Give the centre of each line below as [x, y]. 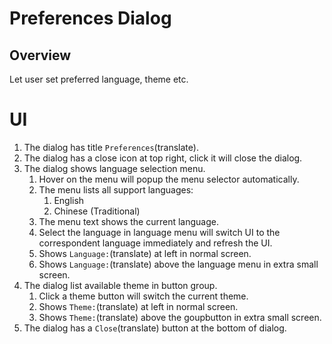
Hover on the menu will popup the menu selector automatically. [169, 179]
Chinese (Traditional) [97, 211]
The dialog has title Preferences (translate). [111, 147]
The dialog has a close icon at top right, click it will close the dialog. [163, 158]
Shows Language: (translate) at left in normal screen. [145, 253]
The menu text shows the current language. [128, 221]
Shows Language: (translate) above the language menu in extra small [178, 264]
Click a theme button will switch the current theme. [143, 296]
